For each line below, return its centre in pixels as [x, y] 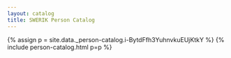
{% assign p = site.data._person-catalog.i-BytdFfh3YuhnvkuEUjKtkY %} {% [116, 39]
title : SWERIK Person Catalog [51, 20]
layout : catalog [31, 13]
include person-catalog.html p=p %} [60, 47]
